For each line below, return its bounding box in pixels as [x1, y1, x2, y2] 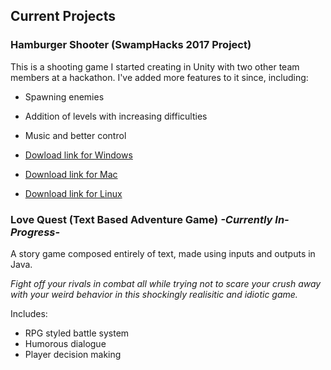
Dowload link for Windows [24, 149, 133, 161]
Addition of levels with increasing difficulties [24, 110, 208, 122]
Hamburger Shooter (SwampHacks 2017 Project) [10, 38, 252, 52]
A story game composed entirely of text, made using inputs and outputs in [10, 247, 316, 259]
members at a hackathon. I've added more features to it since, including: [10, 71, 309, 83]
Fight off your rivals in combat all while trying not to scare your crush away [10, 277, 322, 289]
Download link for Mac [24, 168, 118, 180]
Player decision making [24, 348, 122, 360]
